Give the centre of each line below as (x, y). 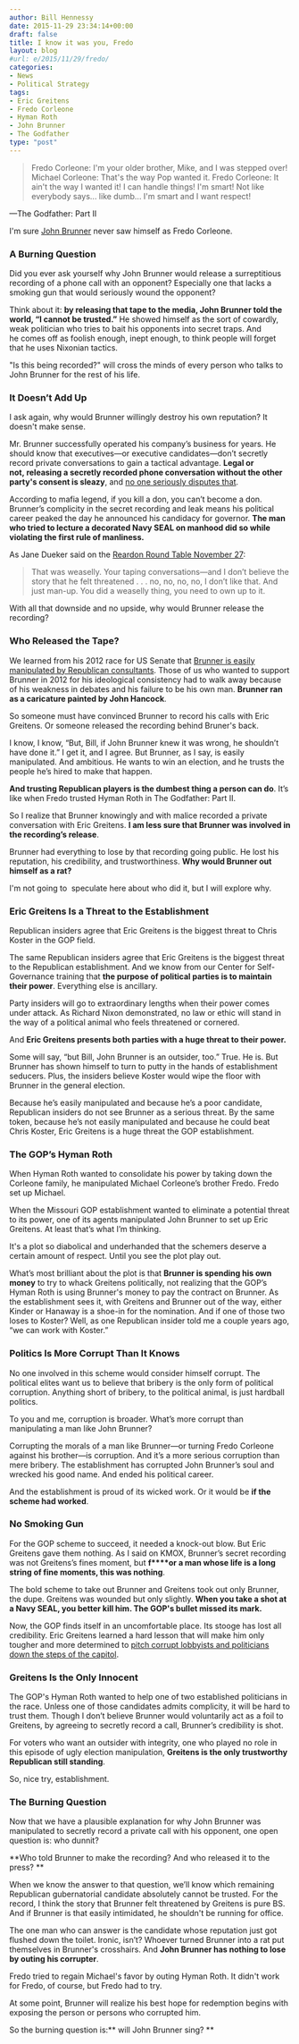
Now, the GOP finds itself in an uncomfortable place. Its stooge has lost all (145, 1626)
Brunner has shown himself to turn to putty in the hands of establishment (144, 1066)
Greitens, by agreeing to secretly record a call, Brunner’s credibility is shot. (146, 1726)
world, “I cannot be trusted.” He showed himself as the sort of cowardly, (144, 319)
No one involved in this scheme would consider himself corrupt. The (135, 1373)
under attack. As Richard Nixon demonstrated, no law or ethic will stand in (145, 1012)
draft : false (33, 34)
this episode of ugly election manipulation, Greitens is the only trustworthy (149, 1753)
